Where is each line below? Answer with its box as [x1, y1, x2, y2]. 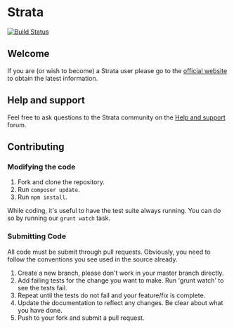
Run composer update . [17, 186, 80, 194]
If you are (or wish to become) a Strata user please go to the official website [7, 66, 228, 75]
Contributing [7, 141, 65, 153]
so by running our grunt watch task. [7, 214, 111, 222]
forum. [7, 120, 27, 129]
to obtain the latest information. [7, 74, 98, 82]
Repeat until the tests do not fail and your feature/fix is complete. [17, 291, 206, 299]
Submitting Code [7, 231, 67, 241]
